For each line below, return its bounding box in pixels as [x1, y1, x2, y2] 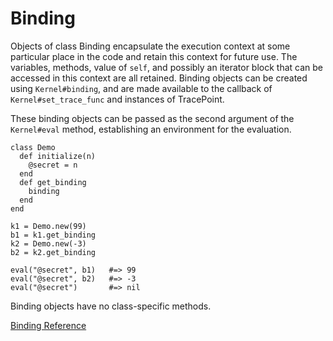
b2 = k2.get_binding [10, 247, 97, 257]
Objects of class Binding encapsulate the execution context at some [10, 40, 291, 52]
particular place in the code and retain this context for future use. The [10, 50, 298, 62]
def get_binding [19, 177, 87, 187]
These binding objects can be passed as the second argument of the [10, 112, 295, 124]
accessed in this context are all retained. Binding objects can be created [10, 72, 308, 84]
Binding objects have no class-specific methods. [10, 300, 212, 312]
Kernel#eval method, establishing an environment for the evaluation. [10, 123, 292, 135]
